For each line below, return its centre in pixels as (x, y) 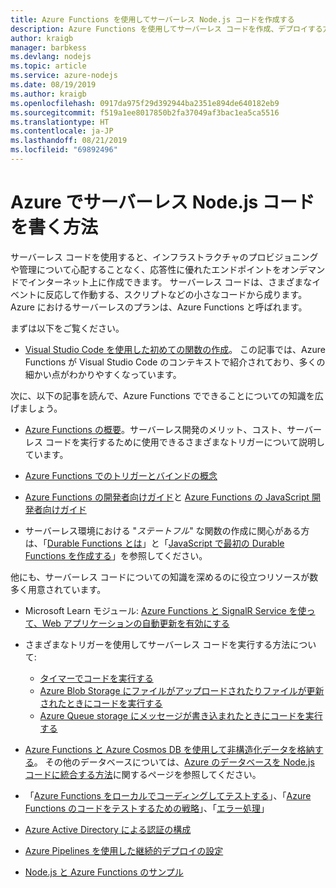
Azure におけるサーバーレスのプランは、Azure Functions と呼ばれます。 (159, 307)
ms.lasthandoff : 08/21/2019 (69, 141)
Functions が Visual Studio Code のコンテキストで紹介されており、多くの (175, 362)
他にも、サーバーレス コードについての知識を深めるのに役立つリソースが (160, 577)
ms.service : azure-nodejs (64, 76)
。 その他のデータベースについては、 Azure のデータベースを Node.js (174, 762)
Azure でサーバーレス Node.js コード (162, 202)
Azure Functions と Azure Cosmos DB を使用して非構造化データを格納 (169, 749)
